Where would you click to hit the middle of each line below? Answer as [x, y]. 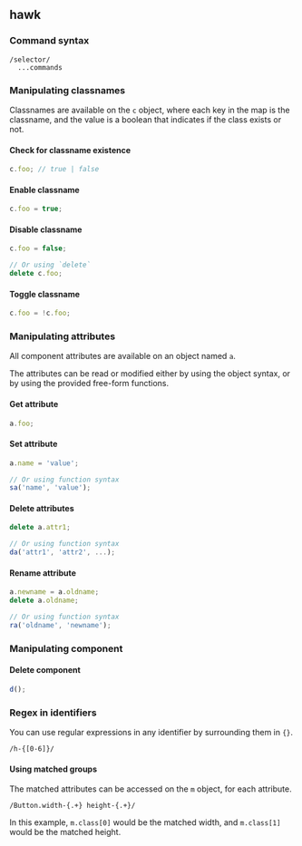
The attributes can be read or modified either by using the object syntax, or [150, 374]
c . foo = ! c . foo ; [40, 313]
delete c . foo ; [36, 274]
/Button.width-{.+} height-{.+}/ [73, 806]
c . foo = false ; [38, 248]
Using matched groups [54, 769]
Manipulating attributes [63, 336]
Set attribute [34, 444]
